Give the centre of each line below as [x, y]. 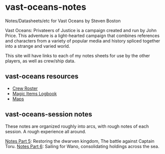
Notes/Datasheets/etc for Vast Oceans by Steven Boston [63, 21]
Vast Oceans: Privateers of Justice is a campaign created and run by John [81, 30]
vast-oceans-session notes [49, 114]
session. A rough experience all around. [46, 131]
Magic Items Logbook [34, 93]
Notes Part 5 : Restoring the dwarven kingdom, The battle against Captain [80, 141]
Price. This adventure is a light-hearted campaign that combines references [82, 36]
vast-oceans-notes [46, 7]
